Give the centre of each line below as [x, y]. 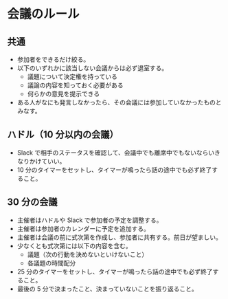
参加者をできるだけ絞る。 [53, 59]
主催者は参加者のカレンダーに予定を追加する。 [83, 228]
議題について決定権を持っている [72, 77]
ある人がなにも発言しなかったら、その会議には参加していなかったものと [119, 102]
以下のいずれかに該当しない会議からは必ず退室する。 [92, 68]
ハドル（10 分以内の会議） [63, 135]
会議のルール [44, 14]
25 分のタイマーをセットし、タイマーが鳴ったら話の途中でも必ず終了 [115, 272]
